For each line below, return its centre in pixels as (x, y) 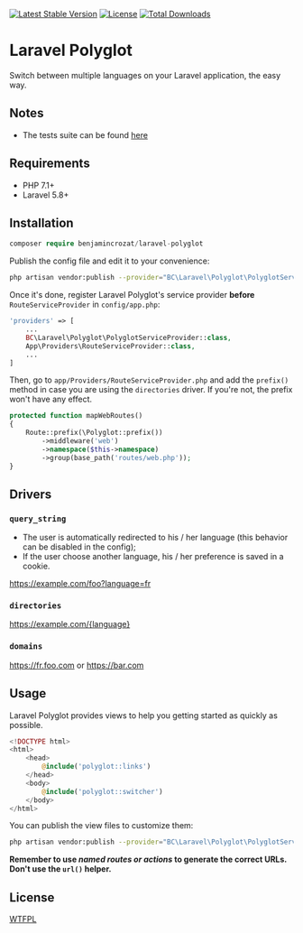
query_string (38, 518)
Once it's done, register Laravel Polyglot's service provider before (132, 295)
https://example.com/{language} (70, 624)
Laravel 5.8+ (46, 195)
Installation (41, 222)
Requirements (50, 164)
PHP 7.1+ (38, 185)
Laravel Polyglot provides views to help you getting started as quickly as (143, 715)
